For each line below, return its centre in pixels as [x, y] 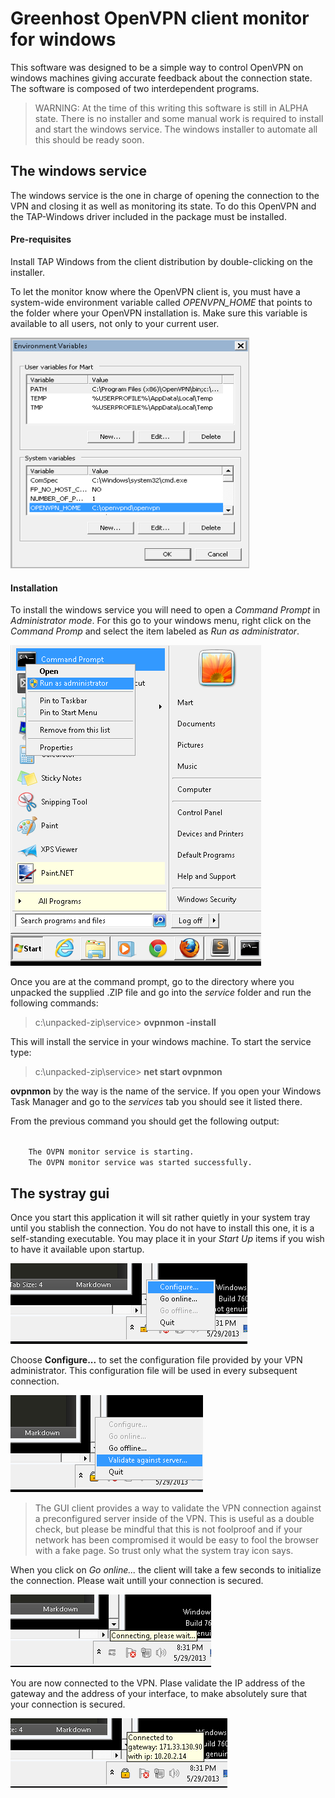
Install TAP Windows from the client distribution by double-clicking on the [161, 261]
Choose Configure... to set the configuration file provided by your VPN [156, 1359]
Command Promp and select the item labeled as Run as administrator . [155, 631]
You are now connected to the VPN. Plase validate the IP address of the [158, 1683]
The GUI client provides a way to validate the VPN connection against [178, 1508]
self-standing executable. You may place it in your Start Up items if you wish [167, 1238]
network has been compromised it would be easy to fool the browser [177, 1539]
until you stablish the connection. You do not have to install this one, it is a [162, 1228]
